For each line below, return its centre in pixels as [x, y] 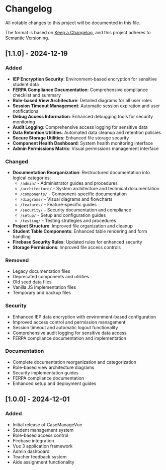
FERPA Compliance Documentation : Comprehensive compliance [80, 90]
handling [22, 237]
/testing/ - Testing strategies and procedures [68, 220]
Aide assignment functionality [43, 462]
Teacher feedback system [39, 456]
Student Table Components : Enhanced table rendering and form [80, 231]
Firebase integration [33, 440]
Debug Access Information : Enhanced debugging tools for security [83, 116]
